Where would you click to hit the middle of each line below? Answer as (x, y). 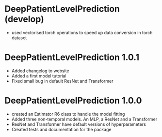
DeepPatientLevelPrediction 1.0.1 (72, 57)
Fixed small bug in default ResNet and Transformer (62, 81)
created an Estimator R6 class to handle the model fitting (68, 114)
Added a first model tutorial (39, 76)
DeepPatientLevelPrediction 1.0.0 (73, 101)
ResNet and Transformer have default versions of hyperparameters (79, 124)
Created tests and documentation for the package (61, 129)
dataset (19, 38)
